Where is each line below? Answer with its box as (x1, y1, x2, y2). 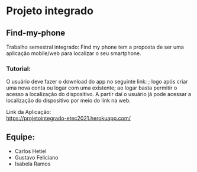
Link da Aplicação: (6, 109, 51, 116)
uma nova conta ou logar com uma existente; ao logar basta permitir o (6, 84, 177, 91)
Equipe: (6, 132, 35, 142)
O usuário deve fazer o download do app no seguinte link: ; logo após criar (6, 78, 188, 85)
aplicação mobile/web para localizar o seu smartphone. (6, 50, 142, 57)
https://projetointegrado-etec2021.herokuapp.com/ (6, 114, 131, 122)
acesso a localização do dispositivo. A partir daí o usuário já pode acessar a (6, 91, 191, 98)
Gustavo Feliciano (14, 154, 59, 161)
